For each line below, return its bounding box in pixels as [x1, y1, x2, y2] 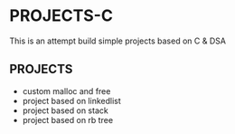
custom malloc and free [22, 85, 111, 96]
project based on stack [22, 105, 108, 116]
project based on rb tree [22, 114, 114, 125]
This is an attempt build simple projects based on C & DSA [9, 35, 226, 46]
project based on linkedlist [22, 95, 122, 106]
